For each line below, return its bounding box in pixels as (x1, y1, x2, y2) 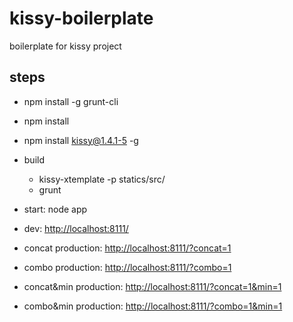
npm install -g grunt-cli (23, 95, 119, 107)
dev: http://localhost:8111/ (23, 222, 129, 234)
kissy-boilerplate (9, 7, 154, 30)
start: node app (23, 203, 88, 215)
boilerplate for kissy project (9, 40, 122, 52)
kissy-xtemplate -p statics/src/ (38, 173, 166, 185)
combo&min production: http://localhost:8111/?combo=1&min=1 (23, 300, 283, 312)
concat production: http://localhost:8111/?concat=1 (23, 242, 232, 254)
